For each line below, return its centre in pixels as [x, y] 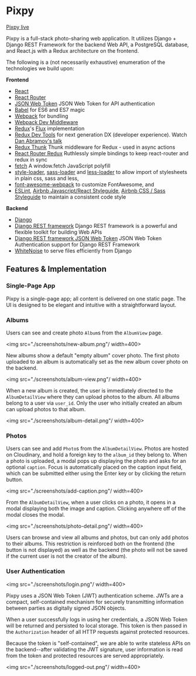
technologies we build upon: [40, 68]
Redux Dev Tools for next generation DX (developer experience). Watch [101, 134]
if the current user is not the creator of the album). [67, 556]
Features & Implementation [56, 269]
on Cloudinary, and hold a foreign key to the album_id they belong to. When [97, 455]
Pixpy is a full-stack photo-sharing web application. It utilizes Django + [91, 38]
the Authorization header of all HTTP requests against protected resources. [98, 631]
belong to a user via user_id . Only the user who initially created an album [94, 403]
